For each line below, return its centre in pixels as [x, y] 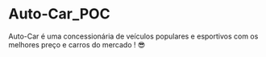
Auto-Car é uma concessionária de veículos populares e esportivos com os [133, 36]
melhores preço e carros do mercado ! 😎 [77, 44]
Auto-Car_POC [59, 14]
